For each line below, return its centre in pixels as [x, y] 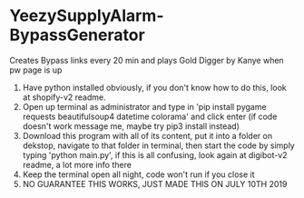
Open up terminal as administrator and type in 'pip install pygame [144, 106]
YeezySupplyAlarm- [87, 16]
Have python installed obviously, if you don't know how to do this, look [155, 87]
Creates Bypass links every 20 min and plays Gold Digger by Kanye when [147, 60]
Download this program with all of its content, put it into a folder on [147, 135]
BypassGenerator [77, 35]
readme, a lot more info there [77, 164]
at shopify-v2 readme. [64, 97]
